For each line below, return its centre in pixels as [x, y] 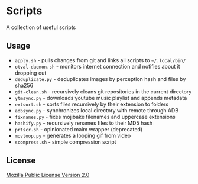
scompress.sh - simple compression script [65, 142]
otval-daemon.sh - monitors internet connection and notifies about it [97, 66]
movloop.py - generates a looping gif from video [73, 135]
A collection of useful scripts [41, 27]
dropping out [30, 73]
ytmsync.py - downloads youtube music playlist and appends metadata [101, 98]
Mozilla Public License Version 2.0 [48, 175]
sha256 [24, 85]
